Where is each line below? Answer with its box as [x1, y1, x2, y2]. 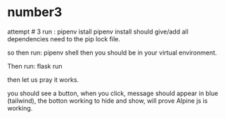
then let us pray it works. [7, 75, 79, 84]
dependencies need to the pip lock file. [7, 34, 121, 43]
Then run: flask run [7, 62, 63, 70]
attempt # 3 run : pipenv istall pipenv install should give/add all [7, 27, 188, 36]
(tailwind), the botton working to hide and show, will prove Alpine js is [7, 96, 208, 105]
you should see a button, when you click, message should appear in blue [7, 89, 219, 97]
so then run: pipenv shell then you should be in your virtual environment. [7, 48, 217, 57]
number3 [7, 4, 63, 20]
